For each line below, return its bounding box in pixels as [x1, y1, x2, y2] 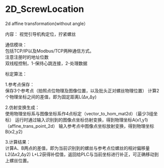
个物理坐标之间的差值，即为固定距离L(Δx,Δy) [5, 93, 97, 100]
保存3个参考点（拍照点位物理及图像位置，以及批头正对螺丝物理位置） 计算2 [5, 87, 160, 93]
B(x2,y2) [5, 128, 23, 135]
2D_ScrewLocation [5, 3, 84, 15]
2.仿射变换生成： [5, 104, 40, 110]
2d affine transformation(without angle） [5, 20, 88, 26]
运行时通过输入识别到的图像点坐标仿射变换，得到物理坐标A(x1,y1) [14, 117, 148, 123]
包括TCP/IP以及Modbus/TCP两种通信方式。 [5, 48, 94, 54]
